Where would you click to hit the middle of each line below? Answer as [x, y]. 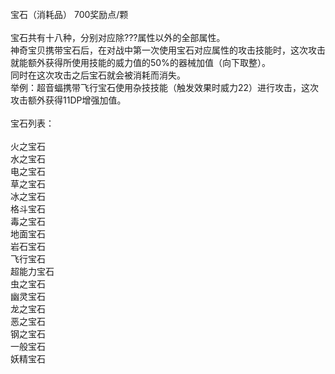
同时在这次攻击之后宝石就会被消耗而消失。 [98, 75]
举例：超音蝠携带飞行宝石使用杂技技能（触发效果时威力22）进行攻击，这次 [165, 87]
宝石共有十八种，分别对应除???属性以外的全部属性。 [118, 37]
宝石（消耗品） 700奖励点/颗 [69, 14]
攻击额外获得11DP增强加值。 [68, 100]
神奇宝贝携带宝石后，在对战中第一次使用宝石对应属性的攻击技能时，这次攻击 [168, 50]
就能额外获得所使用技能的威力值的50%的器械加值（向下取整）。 [140, 62]
